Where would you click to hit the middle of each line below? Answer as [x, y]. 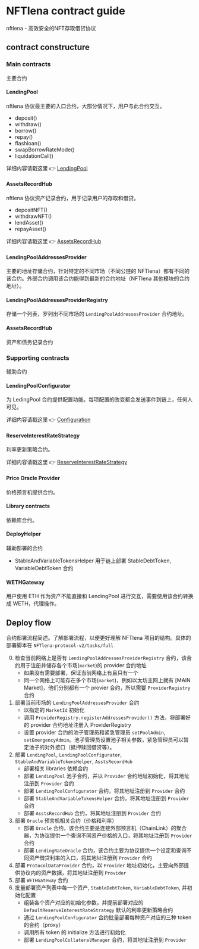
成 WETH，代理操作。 [33, 603]
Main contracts [29, 64]
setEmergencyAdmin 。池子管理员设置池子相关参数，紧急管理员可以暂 [106, 739]
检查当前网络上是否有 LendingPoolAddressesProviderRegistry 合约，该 [101, 658]
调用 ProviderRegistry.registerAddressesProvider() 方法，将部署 [105, 717]
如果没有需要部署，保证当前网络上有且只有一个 [81, 673]
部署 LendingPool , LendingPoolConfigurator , [68, 754]
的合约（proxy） [44, 925]
